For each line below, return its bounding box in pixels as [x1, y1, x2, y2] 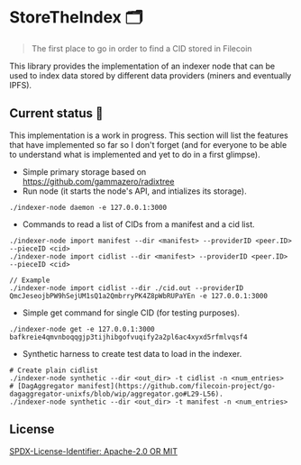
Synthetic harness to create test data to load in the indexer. [22, 348, 242, 359]
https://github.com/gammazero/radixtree [22, 176, 175, 187]
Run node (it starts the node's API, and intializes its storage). [22, 186, 247, 196]
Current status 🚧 [9, 105, 104, 122]
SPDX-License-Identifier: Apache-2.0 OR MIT [9, 445, 178, 456]
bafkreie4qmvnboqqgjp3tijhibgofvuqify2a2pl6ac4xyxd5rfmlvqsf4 [9, 333, 248, 342]
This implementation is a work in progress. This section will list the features [9, 130, 288, 141]
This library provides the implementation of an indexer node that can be [9, 60, 276, 71]
